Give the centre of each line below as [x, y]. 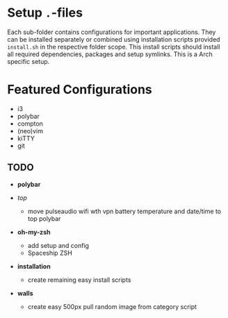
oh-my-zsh [34, 232]
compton [30, 124]
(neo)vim [30, 131]
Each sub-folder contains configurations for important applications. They [112, 32]
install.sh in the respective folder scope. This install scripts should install [114, 47]
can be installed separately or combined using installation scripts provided [114, 39]
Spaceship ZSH [50, 253]
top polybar [44, 218]
